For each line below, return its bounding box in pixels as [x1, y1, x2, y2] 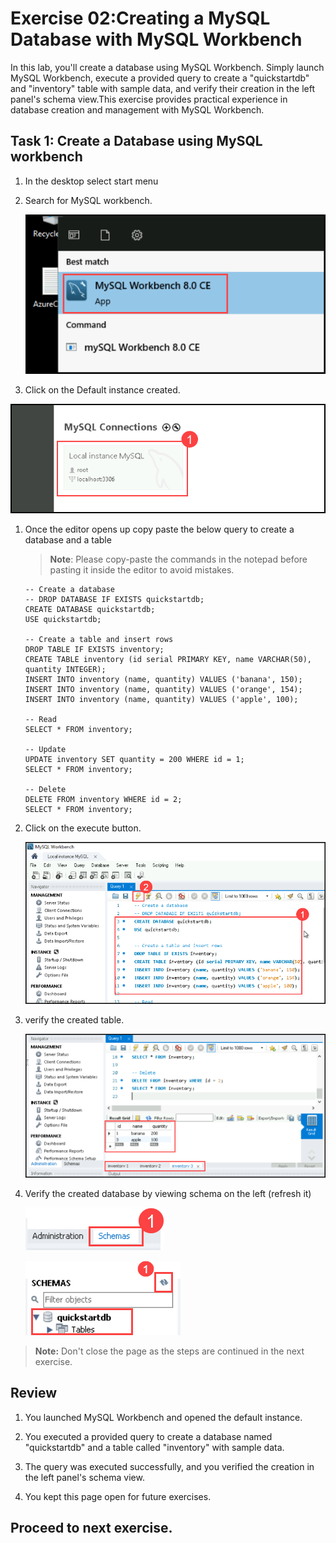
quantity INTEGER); [24, 665, 107, 675]
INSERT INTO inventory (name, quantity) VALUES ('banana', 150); [24, 675, 303, 685]
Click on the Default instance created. [24, 383, 181, 396]
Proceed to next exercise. [10, 1519, 173, 1536]
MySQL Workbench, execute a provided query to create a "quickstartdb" [10, 72, 310, 84]
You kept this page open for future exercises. [24, 1490, 212, 1502]
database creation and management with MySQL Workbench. [10, 103, 265, 116]
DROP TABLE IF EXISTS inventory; [24, 645, 165, 655]
